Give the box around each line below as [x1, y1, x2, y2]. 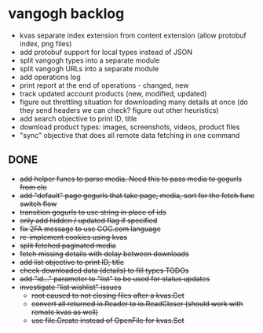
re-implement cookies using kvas [19, 232, 128, 241]
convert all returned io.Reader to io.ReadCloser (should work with [31, 299, 243, 308]
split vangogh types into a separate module [19, 56, 160, 65]
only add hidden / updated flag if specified [19, 215, 158, 225]
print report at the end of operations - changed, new [19, 80, 189, 90]
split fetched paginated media [19, 241, 116, 250]
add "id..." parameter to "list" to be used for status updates [19, 273, 210, 283]
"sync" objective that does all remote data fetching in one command [19, 130, 240, 139]
